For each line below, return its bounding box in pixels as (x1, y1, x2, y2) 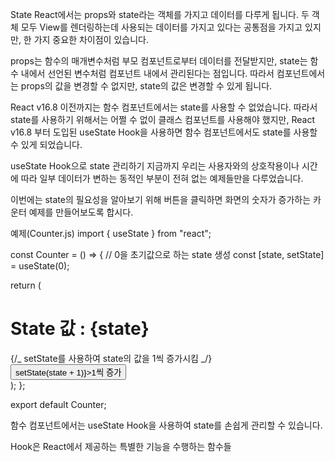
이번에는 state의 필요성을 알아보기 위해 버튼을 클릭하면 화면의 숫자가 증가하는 (10, 194, 312, 205)
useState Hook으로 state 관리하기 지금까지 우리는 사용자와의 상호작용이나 (10, 160, 300, 172)
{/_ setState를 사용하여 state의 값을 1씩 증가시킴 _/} (10, 352, 213, 364)
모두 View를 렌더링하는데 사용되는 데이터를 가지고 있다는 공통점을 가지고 (20, 21, 303, 33)
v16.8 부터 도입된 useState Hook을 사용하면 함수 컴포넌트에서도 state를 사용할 (10, 126, 318, 138)
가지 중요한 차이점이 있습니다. (33, 34, 149, 45)
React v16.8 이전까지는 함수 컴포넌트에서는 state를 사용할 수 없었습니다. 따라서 (10, 101, 318, 113)
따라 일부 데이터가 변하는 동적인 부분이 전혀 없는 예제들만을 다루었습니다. (20, 173, 304, 184)
